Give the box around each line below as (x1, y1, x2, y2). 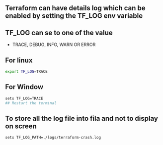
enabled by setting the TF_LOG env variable (5, 12, 143, 20)
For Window (5, 83, 44, 91)
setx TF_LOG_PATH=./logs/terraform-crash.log (5, 135, 101, 140)
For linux (5, 56, 33, 64)
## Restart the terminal (5, 100, 57, 105)
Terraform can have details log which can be (5, 4, 146, 12)
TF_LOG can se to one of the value (5, 28, 113, 37)
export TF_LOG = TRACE (5, 69, 48, 74)
